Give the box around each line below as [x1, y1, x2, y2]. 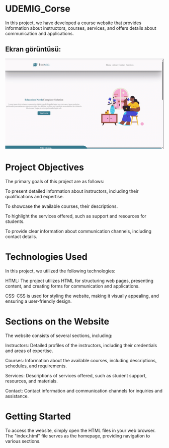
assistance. [5, 393, 29, 399]
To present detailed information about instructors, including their [5, 188, 139, 194]
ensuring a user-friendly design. [5, 298, 72, 304]
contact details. [5, 234, 38, 240]
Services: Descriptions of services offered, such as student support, [5, 373, 147, 379]
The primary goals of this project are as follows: [5, 179, 105, 185]
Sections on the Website [5, 316, 110, 327]
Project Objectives [5, 162, 84, 173]
